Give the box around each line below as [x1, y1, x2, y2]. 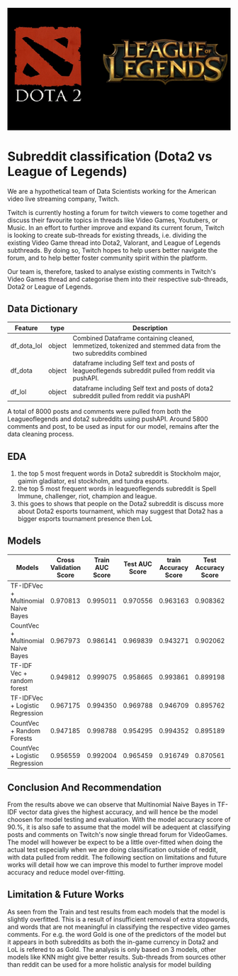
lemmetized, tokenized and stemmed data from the [72, 341, 221, 350]
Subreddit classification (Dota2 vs [7, 148, 212, 164]
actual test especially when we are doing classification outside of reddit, [7, 845, 218, 854]
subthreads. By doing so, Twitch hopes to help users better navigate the [7, 246, 218, 254]
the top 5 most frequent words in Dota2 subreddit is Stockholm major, [17, 469, 222, 478]
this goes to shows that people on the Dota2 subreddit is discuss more [17, 499, 225, 508]
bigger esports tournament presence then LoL [17, 514, 153, 522]
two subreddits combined [72, 349, 147, 358]
